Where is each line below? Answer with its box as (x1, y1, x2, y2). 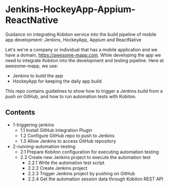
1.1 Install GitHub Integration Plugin (20, 127, 92, 133)
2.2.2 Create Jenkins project (27, 165, 88, 171)
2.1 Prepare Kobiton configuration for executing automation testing (20, 149, 159, 155)
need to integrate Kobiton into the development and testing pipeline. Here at (5, 57, 164, 63)
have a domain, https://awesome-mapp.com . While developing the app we (5, 52, 161, 58)
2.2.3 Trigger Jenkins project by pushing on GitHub (27, 170, 136, 176)
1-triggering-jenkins (12, 121, 54, 128)
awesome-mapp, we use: (5, 63, 58, 69)
